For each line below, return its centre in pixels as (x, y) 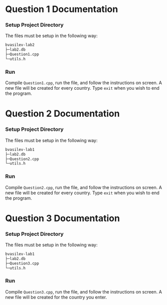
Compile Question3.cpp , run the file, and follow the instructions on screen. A (83, 291)
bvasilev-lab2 (20, 45)
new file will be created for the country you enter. (56, 297)
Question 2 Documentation (62, 114)
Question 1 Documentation (62, 9)
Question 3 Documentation (63, 218)
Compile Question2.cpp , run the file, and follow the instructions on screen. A (83, 187)
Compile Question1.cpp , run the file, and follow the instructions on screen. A (83, 83)
